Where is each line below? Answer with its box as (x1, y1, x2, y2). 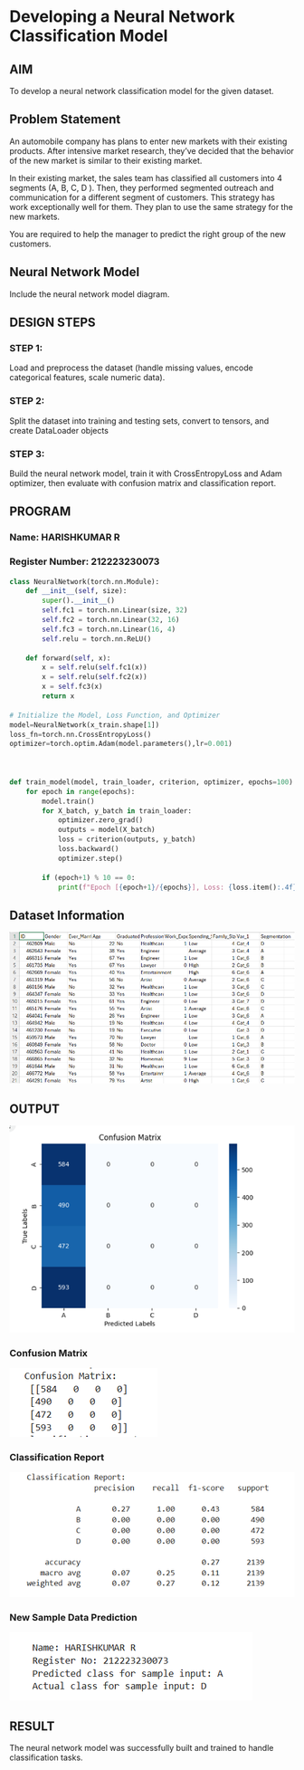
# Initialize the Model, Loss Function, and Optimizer (9, 711, 221, 720)
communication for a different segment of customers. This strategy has (9, 192, 276, 203)
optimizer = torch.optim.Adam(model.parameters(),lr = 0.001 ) (9, 740, 233, 749)
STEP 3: (9, 447, 45, 460)
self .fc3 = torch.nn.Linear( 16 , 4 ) (42, 625, 176, 634)
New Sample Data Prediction (9, 1612, 138, 1624)
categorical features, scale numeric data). (9, 372, 166, 383)
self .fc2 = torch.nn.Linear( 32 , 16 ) (42, 616, 180, 625)
